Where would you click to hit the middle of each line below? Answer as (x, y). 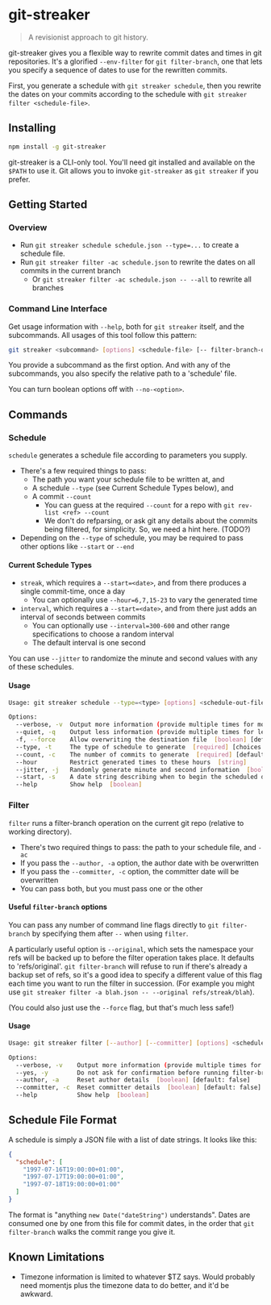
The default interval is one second (89, 643)
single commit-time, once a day (73, 591)
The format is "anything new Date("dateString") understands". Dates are (129, 1215)
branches (48, 288)
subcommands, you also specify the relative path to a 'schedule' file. (123, 373)
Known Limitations (56, 1257)
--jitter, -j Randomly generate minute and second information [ (133, 769)
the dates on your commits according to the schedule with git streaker (128, 94)
